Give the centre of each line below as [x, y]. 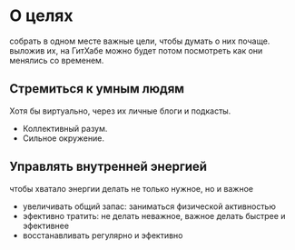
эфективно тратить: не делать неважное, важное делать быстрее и [154, 215]
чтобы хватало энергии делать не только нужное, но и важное [132, 188]
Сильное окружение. [63, 138]
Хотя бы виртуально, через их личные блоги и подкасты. [120, 111]
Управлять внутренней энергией [108, 167]
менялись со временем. [57, 60]
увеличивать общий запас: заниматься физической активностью [149, 206]
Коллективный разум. [65, 128]
